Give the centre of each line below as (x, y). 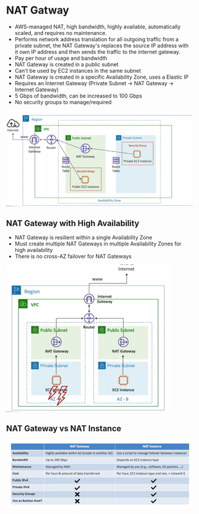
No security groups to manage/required (63, 102)
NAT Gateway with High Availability (73, 223)
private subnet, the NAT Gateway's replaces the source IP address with (102, 46)
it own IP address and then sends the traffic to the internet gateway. (97, 51)
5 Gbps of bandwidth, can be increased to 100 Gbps (78, 96)
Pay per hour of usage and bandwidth (61, 58)
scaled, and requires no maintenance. (61, 33)
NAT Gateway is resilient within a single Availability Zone (84, 238)
